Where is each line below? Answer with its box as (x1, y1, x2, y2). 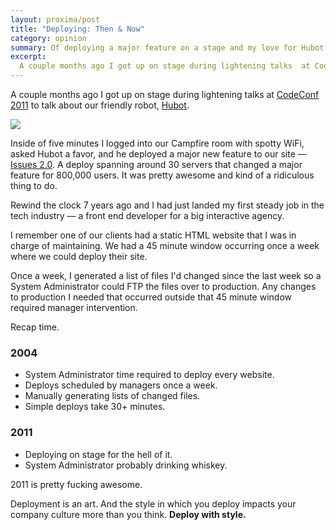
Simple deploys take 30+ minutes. (24, 401, 166, 413)
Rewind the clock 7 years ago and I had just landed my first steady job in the (10, 199, 325, 211)
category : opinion (10, 33, 87, 43)
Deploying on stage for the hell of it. (24, 448, 173, 460)
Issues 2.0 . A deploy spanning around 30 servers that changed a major (10, 159, 303, 170)
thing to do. (10, 180, 58, 191)
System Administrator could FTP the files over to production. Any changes (10, 281, 317, 292)
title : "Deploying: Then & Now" (10, 24, 145, 34)
